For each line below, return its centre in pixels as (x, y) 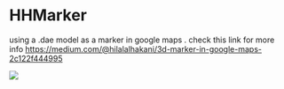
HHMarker (48, 15)
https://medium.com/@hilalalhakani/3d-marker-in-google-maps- (143, 48)
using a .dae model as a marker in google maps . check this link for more (142, 40)
